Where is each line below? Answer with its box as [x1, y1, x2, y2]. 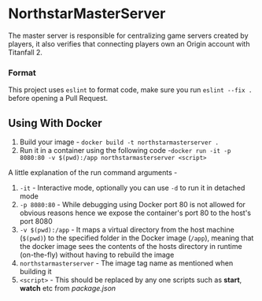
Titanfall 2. [8, 47, 43, 57]
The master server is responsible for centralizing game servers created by [8, 31, 249, 40]
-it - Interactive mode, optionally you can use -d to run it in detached [19, 183, 245, 193]
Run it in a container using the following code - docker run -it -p [19, 146, 231, 155]
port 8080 [19, 217, 53, 226]
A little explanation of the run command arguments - [8, 168, 178, 177]
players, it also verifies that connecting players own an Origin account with [8, 39, 250, 48]
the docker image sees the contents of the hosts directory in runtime [19, 242, 242, 251]
